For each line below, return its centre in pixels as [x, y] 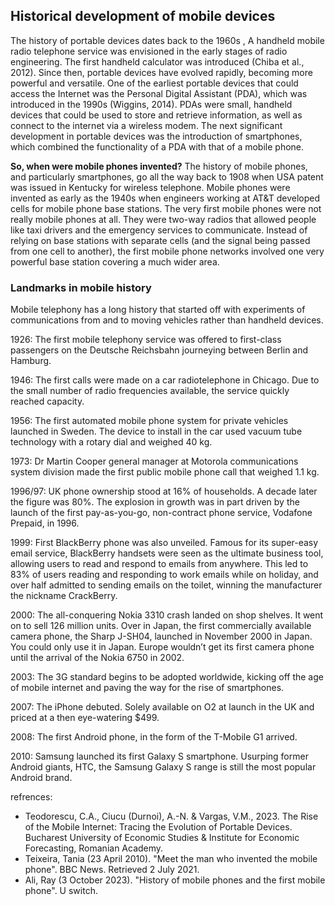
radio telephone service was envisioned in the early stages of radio [149, 51]
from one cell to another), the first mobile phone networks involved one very [167, 251]
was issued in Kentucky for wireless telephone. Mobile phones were [150, 187]
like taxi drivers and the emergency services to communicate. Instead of [159, 230]
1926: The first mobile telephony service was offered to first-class [146, 340]
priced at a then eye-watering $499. [85, 718]
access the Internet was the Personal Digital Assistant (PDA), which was [159, 93]
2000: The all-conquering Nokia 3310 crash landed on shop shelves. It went [167, 615]
